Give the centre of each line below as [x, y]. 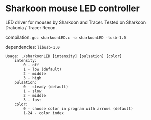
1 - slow [32, 91]
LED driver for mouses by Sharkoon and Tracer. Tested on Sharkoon [76, 22]
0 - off [31, 65]
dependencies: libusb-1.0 [33, 47]
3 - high [32, 78]
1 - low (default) [42, 69]
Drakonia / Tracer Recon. [31, 27]
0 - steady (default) [46, 87]
